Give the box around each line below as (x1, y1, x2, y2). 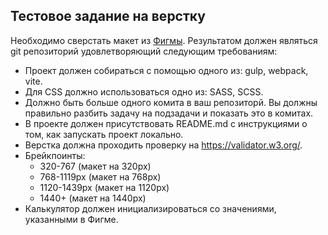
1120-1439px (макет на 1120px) (39, 181, 170, 193)
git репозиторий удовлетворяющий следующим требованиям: (10, 45, 278, 57)
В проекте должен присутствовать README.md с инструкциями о (24, 117, 308, 129)
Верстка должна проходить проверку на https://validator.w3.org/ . (24, 139, 303, 151)
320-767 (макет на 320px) (39, 160, 152, 172)
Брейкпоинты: (24, 149, 86, 161)
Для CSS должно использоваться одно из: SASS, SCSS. (24, 85, 264, 98)
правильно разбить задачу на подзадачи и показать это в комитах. (24, 107, 314, 119)
